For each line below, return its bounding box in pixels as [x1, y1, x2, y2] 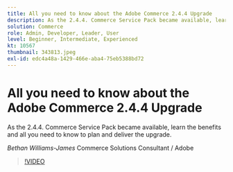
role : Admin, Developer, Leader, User [7, 29, 119, 37]
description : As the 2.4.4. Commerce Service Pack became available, [7, 17, 213, 24]
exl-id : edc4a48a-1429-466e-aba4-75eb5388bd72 [7, 55, 144, 62]
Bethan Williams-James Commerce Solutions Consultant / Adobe [7, 144, 194, 152]
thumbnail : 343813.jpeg [7, 49, 76, 56]
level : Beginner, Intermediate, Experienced [7, 36, 138, 43]
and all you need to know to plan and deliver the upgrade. [7, 130, 172, 139]
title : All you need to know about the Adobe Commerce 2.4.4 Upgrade [7, 10, 213, 17]
